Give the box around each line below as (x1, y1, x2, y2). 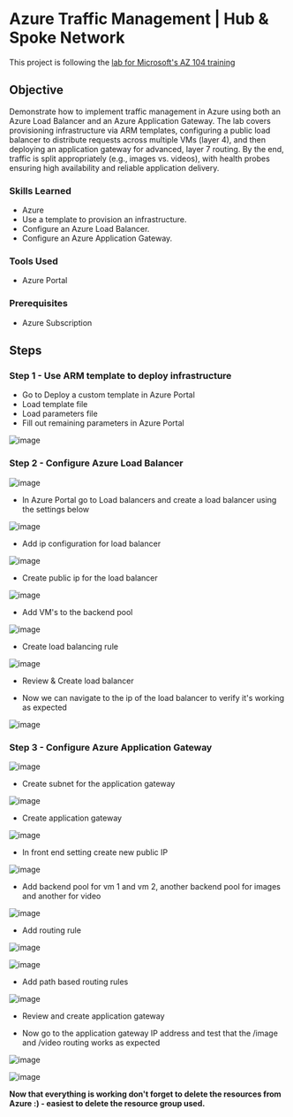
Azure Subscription (21, 317, 93, 327)
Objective (9, 82, 64, 97)
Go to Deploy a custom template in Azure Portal (21, 389, 196, 400)
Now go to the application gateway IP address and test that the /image (21, 1028, 278, 1038)
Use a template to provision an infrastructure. (21, 214, 187, 225)
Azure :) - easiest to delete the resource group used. (9, 1098, 206, 1108)
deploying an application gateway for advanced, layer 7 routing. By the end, (9, 143, 284, 154)
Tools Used (9, 255, 59, 267)
